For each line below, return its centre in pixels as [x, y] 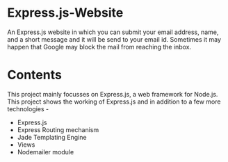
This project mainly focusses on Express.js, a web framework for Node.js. [113, 94]
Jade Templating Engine [52, 137]
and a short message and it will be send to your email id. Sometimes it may [114, 39]
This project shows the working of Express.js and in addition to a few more [114, 102]
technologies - [28, 108]
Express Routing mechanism [58, 129]
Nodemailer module [46, 152]
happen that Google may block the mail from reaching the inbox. [99, 47]
